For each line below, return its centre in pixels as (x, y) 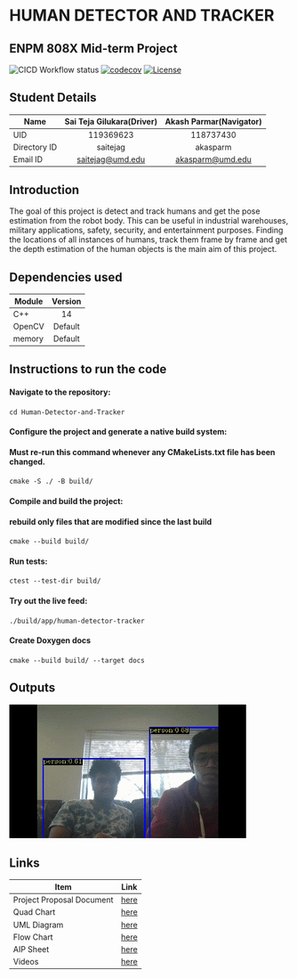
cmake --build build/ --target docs (77, 660)
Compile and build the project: (66, 501)
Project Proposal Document (63, 900)
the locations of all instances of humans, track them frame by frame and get (148, 240)
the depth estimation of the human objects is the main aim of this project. (143, 249)
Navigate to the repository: (60, 392)
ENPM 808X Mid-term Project (93, 49)
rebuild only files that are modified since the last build (111, 521)
